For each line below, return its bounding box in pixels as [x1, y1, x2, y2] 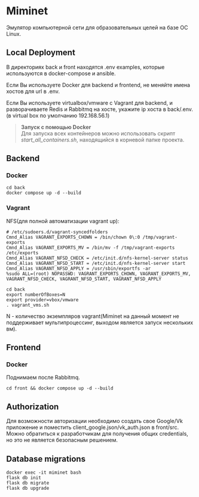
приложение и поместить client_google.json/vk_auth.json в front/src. [6, 424, 179, 431]
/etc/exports [6, 249, 39, 256]
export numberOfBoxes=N [6, 291, 66, 298]
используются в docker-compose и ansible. [6, 70, 117, 77]
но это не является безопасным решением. [6, 437, 118, 444]
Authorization [6, 402, 59, 412]
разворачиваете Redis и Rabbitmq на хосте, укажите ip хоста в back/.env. [6, 106, 193, 113]
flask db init [6, 475, 42, 481]
